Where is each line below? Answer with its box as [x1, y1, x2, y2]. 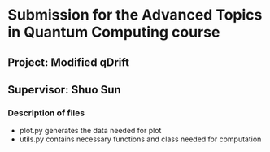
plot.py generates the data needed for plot [19, 126, 162, 136]
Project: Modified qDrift [7, 55, 130, 69]
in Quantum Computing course [7, 23, 220, 41]
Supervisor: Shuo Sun [7, 83, 121, 97]
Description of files [7, 107, 85, 119]
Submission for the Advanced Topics [7, 6, 263, 24]
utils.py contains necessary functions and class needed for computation [19, 134, 262, 144]
